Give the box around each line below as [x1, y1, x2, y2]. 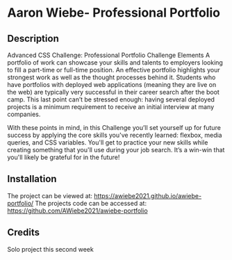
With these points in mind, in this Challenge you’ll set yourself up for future [7, 124, 221, 131]
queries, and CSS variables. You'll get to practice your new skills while [7, 138, 208, 147]
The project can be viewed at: [7, 191, 92, 200]
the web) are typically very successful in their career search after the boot [7, 88, 220, 96]
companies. [7, 110, 41, 118]
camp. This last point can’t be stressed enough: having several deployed [7, 95, 215, 104]
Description [7, 33, 59, 44]
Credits [7, 227, 40, 238]
